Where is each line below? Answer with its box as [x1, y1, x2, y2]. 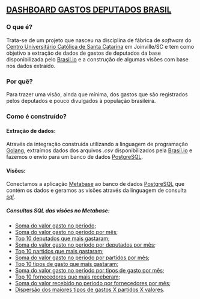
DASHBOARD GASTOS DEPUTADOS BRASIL [6, 5, 172, 15]
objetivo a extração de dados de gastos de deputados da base [6, 49, 161, 57]
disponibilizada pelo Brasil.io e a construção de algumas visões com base [6, 55, 189, 63]
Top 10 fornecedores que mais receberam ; [14, 273, 121, 280]
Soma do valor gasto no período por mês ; [14, 229, 118, 236]
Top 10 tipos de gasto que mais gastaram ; [14, 260, 119, 268]
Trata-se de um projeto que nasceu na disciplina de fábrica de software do [6, 36, 192, 44]
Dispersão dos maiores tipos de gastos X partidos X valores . [14, 286, 165, 294]
